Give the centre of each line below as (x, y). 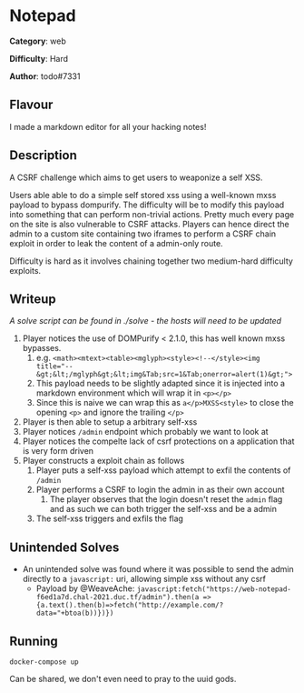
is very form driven (58, 451)
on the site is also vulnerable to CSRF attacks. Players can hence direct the (149, 224)
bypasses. (42, 348)
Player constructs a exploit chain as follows (103, 461)
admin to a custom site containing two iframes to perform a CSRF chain (143, 234)
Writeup (33, 299)
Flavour (31, 105)
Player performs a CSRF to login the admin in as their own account (160, 490)
